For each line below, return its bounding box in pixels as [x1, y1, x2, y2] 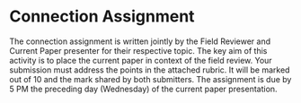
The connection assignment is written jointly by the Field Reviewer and [9, 36, 271, 47]
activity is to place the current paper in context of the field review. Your [9, 55, 272, 65]
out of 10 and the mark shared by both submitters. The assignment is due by [9, 73, 292, 84]
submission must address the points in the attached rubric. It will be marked [9, 64, 290, 75]
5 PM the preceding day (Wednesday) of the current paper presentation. [9, 83, 278, 94]
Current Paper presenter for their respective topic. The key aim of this [9, 45, 268, 56]
